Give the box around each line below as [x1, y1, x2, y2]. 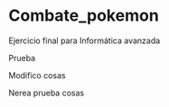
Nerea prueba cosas [8, 87, 85, 98]
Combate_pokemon [8, 5, 159, 26]
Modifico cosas [8, 69, 66, 81]
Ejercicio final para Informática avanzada [8, 35, 161, 46]
